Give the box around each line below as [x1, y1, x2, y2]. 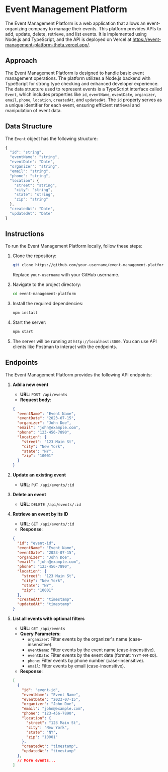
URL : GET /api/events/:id [20, 521, 74, 527]
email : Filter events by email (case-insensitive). [27, 663, 125, 669]
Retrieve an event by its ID [12, 511, 68, 517]
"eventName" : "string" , [10, 155, 59, 160]
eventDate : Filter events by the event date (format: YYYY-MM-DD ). [27, 652, 158, 658]
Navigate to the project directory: [12, 281, 81, 287]
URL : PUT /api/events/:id [20, 481, 74, 488]
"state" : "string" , [14, 192, 55, 198]
